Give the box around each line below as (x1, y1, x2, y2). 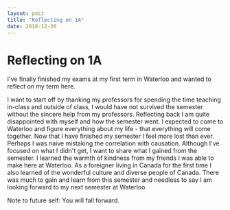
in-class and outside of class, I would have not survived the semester (7, 103, 203, 111)
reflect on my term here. (7, 82, 76, 91)
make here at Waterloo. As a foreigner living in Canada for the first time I (7, 161, 211, 170)
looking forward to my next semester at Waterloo (7, 183, 146, 191)
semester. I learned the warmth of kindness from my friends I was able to (7, 154, 214, 162)
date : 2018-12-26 (7, 23, 57, 30)
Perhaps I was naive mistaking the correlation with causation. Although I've (7, 139, 220, 148)
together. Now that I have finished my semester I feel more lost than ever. (7, 132, 214, 141)
